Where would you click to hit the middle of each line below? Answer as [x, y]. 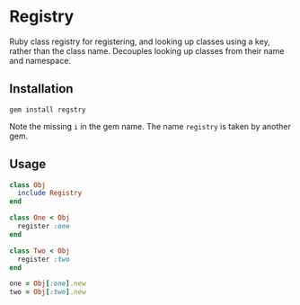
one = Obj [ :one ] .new [48, 284]
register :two [44, 259]
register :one [44, 227]
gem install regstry [48, 110]
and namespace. [40, 60]
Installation [41, 89]
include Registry [50, 193]
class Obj [28, 185]
